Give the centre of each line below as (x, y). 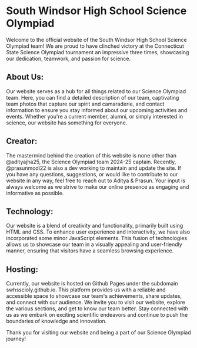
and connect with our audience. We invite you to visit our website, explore (96, 303)
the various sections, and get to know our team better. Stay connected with (97, 308)
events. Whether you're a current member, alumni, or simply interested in (95, 116)
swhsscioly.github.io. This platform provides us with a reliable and (86, 290)
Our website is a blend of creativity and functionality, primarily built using (95, 226)
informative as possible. (35, 193)
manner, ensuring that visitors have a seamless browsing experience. (90, 251)
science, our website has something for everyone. (67, 123)
